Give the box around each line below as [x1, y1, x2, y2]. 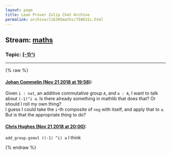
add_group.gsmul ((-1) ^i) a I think [5, 135, 81, 141]
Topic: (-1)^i [5, 51, 35, 58]
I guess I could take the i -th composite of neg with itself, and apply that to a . [5, 106, 164, 112]
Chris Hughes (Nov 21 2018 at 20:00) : [5, 123, 87, 130]
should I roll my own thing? [5, 101, 62, 107]
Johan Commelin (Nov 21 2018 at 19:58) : [5, 79, 93, 85]
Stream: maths [5, 36, 53, 44]
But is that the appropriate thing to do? [5, 112, 87, 118]
